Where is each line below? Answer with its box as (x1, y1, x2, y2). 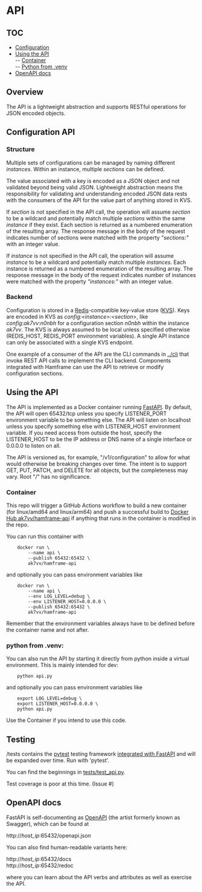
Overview (6, 87, 44, 97)
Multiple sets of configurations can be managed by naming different (6, 159, 175, 166)
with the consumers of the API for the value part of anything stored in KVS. (6, 196, 192, 203)
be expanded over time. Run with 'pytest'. (6, 757, 110, 764)
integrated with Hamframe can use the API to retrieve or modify (6, 363, 164, 370)
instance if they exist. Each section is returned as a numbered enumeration (6, 221, 193, 228)
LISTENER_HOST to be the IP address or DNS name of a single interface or (6, 435, 192, 442)
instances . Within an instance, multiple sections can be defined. (6, 165, 165, 172)
